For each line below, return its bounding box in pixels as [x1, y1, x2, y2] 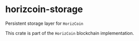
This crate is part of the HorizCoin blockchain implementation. [5, 30, 134, 36]
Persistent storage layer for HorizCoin [5, 20, 83, 26]
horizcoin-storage [5, 4, 83, 15]
